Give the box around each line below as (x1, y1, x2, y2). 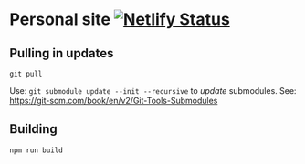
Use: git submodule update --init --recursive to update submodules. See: (9, 86, 297, 96)
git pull (9, 69, 43, 78)
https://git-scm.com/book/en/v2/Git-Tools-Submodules (9, 96, 218, 106)
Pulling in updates (9, 46, 114, 61)
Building (9, 121, 58, 137)
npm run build (9, 146, 64, 155)
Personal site (9, 9, 111, 30)
